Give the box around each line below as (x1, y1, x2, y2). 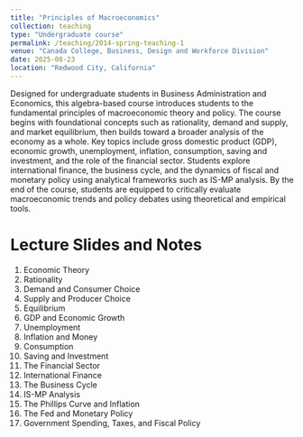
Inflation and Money (23, 331, 98, 342)
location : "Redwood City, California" (10, 64, 156, 73)
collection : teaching (10, 22, 92, 31)
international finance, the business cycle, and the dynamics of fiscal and (10, 164, 280, 176)
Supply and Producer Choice (23, 293, 132, 304)
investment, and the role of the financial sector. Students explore (10, 155, 251, 166)
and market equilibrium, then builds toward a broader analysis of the (10, 126, 264, 137)
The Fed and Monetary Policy (23, 407, 133, 419)
